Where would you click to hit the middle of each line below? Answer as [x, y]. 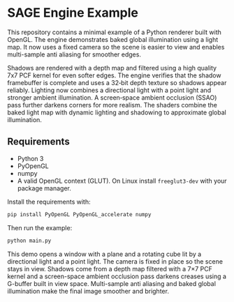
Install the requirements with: [49, 202]
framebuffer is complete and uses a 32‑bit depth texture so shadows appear [117, 82]
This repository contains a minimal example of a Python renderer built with [114, 32]
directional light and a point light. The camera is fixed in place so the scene [115, 261]
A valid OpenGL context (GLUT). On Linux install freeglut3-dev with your [122, 181]
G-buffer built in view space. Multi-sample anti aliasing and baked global [112, 283]
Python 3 [30, 158]
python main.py [29, 241]
